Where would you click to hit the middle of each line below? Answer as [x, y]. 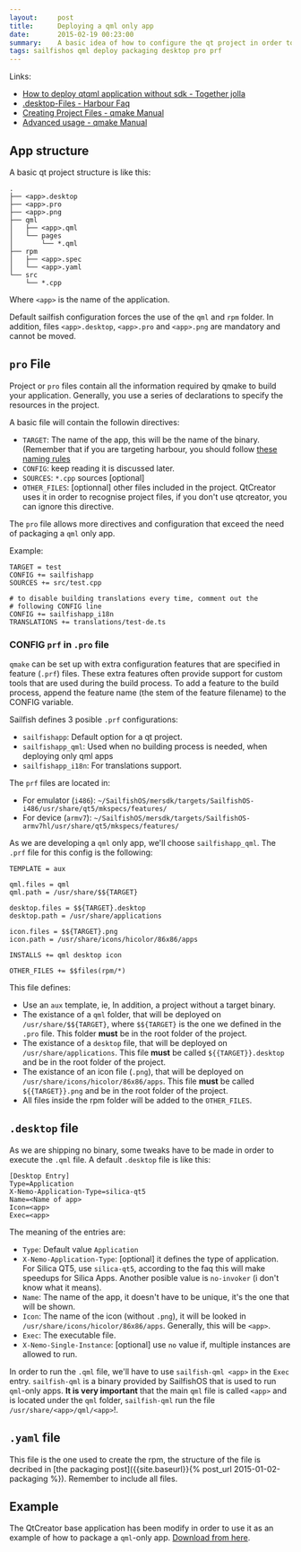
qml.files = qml [39, 885]
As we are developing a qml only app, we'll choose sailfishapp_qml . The [142, 843]
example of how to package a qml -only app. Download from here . [130, 1538]
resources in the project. [55, 405]
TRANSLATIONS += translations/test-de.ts [88, 622]
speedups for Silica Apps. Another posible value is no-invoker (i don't [150, 1277]
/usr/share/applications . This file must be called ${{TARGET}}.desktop [153, 1053]
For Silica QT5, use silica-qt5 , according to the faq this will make [144, 1268]
